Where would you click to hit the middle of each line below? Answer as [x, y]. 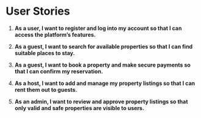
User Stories [38, 11]
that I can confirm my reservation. [59, 71]
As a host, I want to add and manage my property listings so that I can [105, 83]
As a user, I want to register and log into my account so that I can [98, 28]
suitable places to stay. [45, 53]
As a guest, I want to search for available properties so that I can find [104, 46]
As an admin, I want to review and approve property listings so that [101, 101]
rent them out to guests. [46, 89]
